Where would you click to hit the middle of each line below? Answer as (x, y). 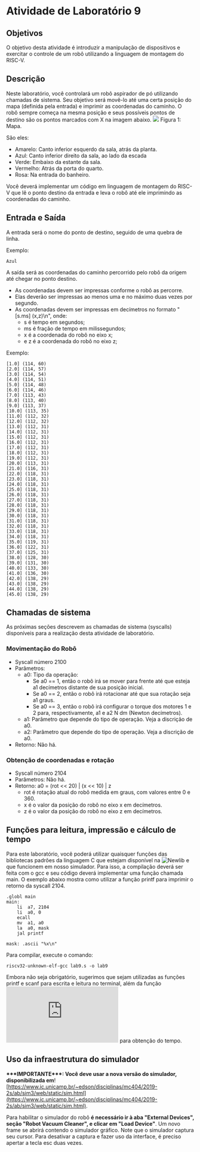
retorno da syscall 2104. (36, 886)
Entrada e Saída (36, 218)
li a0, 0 (29, 912)
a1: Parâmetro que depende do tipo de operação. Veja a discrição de (108, 719)
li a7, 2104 (33, 907)
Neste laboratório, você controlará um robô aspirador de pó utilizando (92, 93)
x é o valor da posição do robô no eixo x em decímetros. (93, 805)
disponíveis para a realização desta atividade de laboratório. (80, 633)
